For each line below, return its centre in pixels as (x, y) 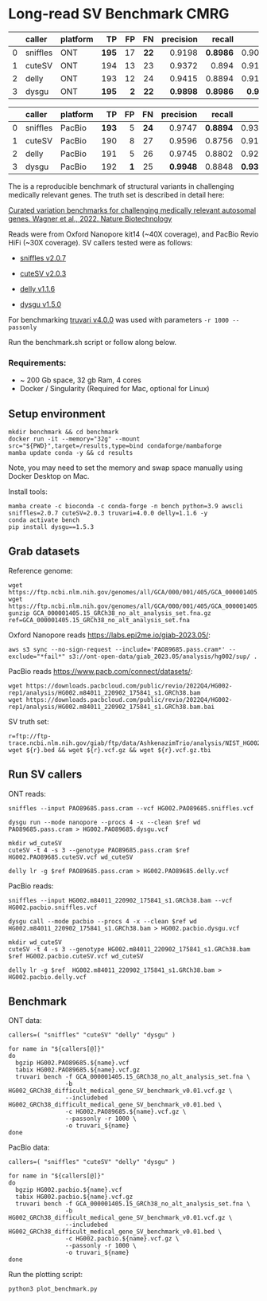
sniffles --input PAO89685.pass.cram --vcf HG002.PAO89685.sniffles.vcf (131, 808)
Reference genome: (41, 570)
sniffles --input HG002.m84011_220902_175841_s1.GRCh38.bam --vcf (120, 900)
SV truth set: (29, 721)
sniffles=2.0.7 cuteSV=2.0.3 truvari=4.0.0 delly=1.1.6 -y (108, 513)
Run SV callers (45, 775)
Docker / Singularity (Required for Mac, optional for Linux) (114, 389)
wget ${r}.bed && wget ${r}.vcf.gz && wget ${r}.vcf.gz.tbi (110, 750)
